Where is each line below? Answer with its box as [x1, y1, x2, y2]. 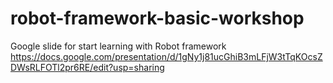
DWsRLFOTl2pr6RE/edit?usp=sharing [10, 61, 165, 73]
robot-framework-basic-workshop [10, 7, 305, 30]
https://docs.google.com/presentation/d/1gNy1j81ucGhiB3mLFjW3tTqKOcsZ [10, 50, 323, 62]
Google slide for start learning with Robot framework [10, 40, 227, 52]
